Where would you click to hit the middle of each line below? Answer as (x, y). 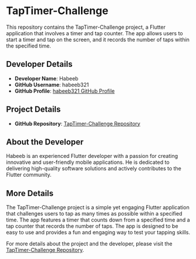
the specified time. (29, 46)
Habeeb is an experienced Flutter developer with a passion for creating (92, 156)
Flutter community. (29, 175)
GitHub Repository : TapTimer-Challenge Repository (77, 123)
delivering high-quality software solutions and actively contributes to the (94, 169)
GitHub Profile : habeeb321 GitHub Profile (65, 91)
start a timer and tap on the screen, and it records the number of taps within (98, 39)
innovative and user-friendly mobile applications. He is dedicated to (88, 162)
